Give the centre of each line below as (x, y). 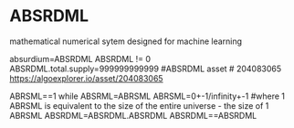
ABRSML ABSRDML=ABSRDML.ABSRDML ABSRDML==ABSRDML (133, 115)
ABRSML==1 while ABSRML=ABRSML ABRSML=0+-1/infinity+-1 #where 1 (147, 96)
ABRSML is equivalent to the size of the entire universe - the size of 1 (139, 105)
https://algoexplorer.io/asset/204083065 (86, 78)
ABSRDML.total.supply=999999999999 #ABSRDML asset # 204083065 (146, 69)
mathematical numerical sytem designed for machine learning (126, 41)
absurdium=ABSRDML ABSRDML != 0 (80, 59)
